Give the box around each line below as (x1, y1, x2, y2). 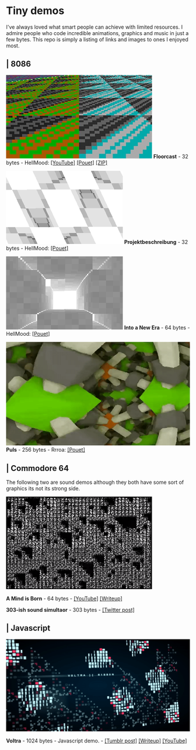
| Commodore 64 (6, 463, 69, 473)
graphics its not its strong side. (6, 485, 80, 492)
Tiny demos (6, 4, 65, 18)
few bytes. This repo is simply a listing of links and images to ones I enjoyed (6, 36, 188, 43)
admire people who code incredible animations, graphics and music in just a (6, 29, 189, 36)
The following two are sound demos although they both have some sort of (6, 479, 184, 486)
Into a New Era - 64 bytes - (124, 324, 190, 331)
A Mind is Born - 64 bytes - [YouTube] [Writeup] (6, 595, 123, 602)
